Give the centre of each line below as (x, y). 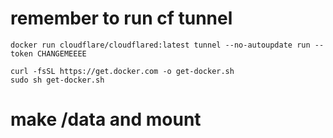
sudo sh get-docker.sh (57, 80)
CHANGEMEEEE (61, 53)
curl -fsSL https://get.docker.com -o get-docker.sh (122, 71)
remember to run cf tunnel (121, 18)
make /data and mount (106, 119)
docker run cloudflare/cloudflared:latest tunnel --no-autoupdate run (160, 45)
